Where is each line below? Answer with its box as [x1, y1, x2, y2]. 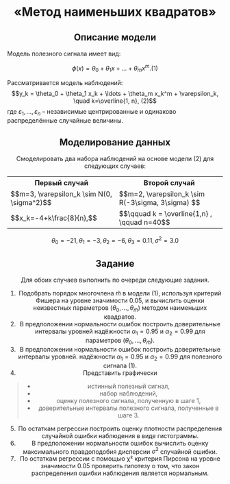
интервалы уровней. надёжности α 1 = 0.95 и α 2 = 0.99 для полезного [18, 352, 222, 362]
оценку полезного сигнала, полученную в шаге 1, [56, 396, 201, 404]
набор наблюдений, [99, 389, 158, 398]
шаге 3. [117, 411, 140, 419]
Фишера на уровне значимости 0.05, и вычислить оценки [35, 296, 205, 305]
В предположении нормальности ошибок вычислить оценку [31, 439, 209, 447]
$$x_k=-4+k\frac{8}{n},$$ [10, 213, 97, 223]
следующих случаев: [84, 162, 146, 170]
